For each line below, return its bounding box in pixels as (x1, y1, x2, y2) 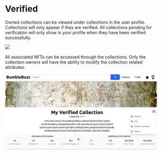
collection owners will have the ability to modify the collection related (5, 59, 143, 65)
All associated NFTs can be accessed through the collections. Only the (5, 54, 146, 60)
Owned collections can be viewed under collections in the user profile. (5, 19, 146, 25)
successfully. (5, 35, 31, 41)
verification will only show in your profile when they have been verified (5, 29, 146, 35)
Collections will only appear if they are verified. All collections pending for (5, 24, 152, 30)
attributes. (5, 64, 26, 70)
